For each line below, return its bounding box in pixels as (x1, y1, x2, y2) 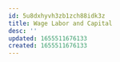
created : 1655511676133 (8, 42, 88, 50)
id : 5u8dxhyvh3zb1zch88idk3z (8, 11, 106, 20)
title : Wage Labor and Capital (8, 19, 113, 27)
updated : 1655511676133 (8, 34, 88, 43)
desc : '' (8, 27, 38, 35)
